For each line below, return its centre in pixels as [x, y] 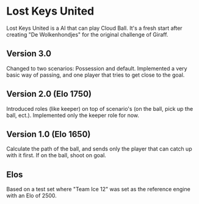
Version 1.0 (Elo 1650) [49, 134]
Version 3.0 [29, 54]
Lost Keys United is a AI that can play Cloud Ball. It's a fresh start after [94, 28]
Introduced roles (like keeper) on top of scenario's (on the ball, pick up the [100, 108]
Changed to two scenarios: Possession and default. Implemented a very [97, 68]
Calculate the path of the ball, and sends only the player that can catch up [99, 149]
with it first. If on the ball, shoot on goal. [56, 155]
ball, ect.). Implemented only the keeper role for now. [73, 115]
